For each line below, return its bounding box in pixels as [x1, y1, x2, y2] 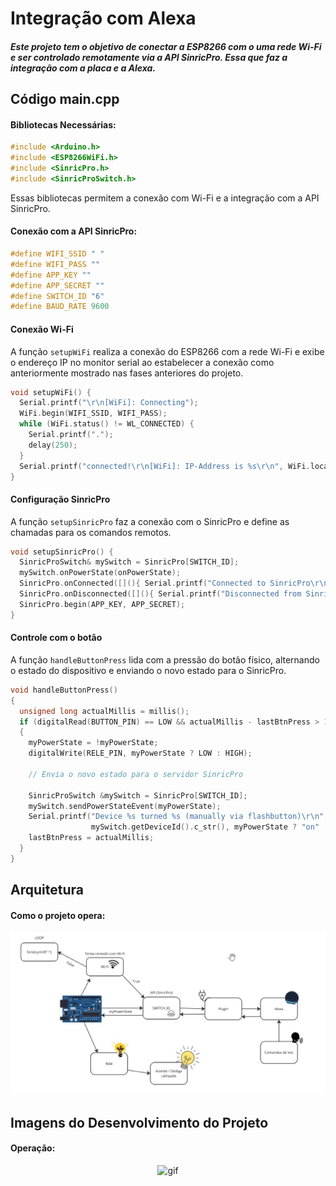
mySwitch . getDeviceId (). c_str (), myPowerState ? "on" [90, 822, 320, 832]
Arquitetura [10, 882, 84, 899]
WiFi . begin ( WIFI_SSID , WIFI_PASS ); [19, 408, 168, 419]
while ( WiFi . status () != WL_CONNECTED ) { [19, 419, 195, 429]
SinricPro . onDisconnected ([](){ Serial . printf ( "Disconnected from [19, 589, 302, 599]
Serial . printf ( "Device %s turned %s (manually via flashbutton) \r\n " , [28, 812, 329, 822]
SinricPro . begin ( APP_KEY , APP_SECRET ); [19, 599, 186, 609]
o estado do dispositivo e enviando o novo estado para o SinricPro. [10, 664, 287, 676]
